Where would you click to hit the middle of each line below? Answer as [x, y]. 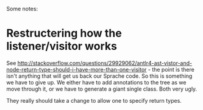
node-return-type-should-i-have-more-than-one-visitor [77, 69]
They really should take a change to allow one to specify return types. [94, 100]
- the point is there [171, 69]
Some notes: [22, 9]
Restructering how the [64, 33]
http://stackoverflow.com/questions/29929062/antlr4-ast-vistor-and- [105, 63]
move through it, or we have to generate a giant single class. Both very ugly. [102, 89]
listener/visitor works [62, 46]
